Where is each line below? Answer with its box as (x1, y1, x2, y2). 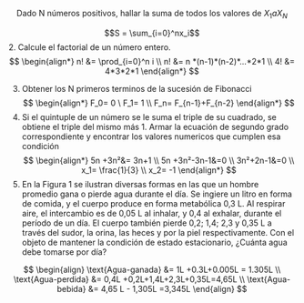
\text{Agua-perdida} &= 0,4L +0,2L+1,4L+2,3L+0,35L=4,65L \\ (13, 273, 245, 285)
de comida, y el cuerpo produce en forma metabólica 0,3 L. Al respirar (21, 197, 286, 208)
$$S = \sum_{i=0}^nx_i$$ (104, 27, 200, 38)
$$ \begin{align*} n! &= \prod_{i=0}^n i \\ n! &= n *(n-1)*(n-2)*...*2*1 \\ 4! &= (8, 56, 296, 66)
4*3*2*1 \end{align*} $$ (105, 66, 199, 76)
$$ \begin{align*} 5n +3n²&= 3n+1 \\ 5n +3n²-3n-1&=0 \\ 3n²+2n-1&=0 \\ (23, 155, 295, 166)
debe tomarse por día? (21, 246, 107, 258)
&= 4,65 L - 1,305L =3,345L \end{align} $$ (87, 283, 248, 294)
